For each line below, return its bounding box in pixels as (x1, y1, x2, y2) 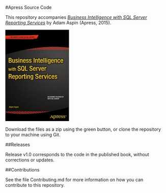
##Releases (5, 141, 31, 148)
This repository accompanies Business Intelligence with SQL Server (5, 14, 147, 20)
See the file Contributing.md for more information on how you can (5, 177, 144, 183)
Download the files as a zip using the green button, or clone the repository (5, 126, 161, 132)
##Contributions (5, 167, 40, 173)
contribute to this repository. (5, 182, 65, 188)
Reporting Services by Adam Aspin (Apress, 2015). (5, 20, 112, 26)
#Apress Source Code (5, 5, 52, 10)
